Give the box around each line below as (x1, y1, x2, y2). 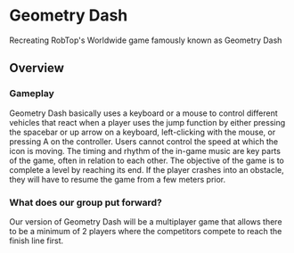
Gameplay (9, 87, 55, 100)
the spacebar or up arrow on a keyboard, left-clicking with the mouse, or (9, 126, 276, 137)
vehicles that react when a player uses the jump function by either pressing (9, 117, 286, 127)
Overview (9, 61, 65, 76)
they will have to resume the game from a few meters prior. (9, 174, 226, 184)
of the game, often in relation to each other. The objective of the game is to (9, 155, 285, 166)
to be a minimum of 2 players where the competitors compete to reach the (9, 225, 282, 236)
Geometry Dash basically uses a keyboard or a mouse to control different (9, 108, 278, 118)
